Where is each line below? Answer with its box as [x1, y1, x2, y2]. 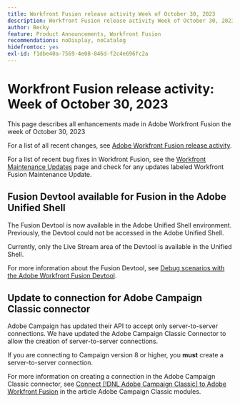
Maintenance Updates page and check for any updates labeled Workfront [7, 162, 224, 171]
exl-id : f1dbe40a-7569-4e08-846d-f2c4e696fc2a [7, 51, 149, 58]
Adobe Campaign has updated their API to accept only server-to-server [7, 322, 219, 330]
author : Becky [7, 24, 50, 31]
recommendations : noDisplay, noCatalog [7, 37, 126, 44]
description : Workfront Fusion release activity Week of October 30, [7, 17, 219, 24]
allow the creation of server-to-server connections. [7, 337, 159, 346]
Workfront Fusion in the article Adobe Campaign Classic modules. [7, 387, 201, 396]
